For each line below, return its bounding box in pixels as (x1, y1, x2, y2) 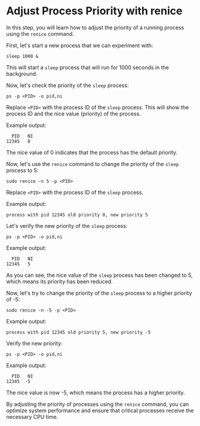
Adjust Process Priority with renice (6, 4, 183, 18)
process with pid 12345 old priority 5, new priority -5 (6, 329, 151, 335)
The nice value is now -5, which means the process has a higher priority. (6, 389, 185, 396)
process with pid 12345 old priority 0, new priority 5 (6, 212, 148, 218)
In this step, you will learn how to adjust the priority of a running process (6, 24, 184, 31)
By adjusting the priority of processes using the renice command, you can (6, 400, 189, 408)
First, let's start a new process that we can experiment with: (6, 42, 153, 49)
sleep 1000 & (6, 53, 39, 59)
